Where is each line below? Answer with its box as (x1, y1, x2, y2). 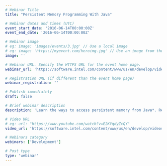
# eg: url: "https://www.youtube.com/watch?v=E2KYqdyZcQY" (5, 121, 130, 126)
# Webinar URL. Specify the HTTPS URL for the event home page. (5, 62, 141, 67)
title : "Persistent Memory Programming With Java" (5, 12, 112, 17)
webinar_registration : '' (5, 80, 59, 85)
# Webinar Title (5, 7, 39, 12)
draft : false (5, 94, 32, 99)
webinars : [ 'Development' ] (5, 140, 61, 145)
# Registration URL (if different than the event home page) (5, 76, 135, 81)
